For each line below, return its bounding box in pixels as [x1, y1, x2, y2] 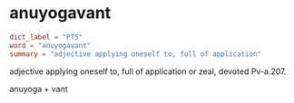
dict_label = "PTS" [9, 33, 83, 42]
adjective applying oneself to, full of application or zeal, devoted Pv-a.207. [9, 66, 288, 77]
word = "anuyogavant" [9, 41, 92, 50]
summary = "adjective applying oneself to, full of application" [9, 49, 261, 59]
